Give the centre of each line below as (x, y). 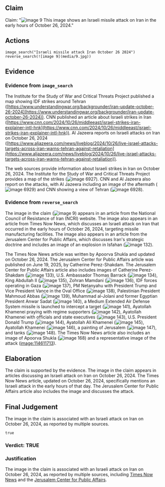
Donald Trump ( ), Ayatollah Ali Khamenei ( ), (75, 322)
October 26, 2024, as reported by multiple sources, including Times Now (79, 475)
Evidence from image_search (39, 85)
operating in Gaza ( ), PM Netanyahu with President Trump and (81, 285)
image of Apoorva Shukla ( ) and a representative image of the (81, 338)
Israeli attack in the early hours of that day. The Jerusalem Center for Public (82, 386)
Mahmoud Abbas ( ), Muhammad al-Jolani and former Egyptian (81, 296)
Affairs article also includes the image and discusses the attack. (70, 391)
